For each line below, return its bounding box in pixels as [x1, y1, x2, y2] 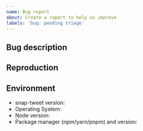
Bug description [6, 42, 67, 52]
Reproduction [6, 62, 59, 73]
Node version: [14, 112, 50, 119]
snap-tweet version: [14, 99, 65, 106]
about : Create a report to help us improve [6, 14, 117, 20]
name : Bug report [6, 8, 50, 15]
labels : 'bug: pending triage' [6, 20, 85, 26]
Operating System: [14, 105, 62, 112]
